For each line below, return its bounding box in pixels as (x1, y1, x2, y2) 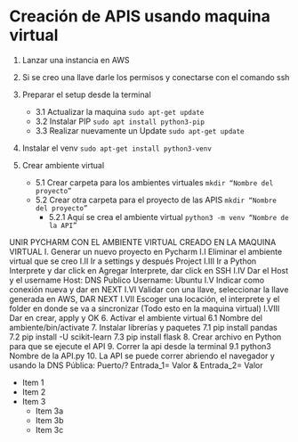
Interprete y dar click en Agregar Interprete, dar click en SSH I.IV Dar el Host (9, 265, 289, 275)
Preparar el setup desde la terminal (21, 89, 151, 100)
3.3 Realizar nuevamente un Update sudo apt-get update (35, 125, 245, 135)
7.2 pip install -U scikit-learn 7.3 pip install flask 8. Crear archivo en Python (9, 331, 282, 342)
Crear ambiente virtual (21, 160, 105, 170)
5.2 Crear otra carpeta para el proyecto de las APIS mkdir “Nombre (35, 194, 278, 205)
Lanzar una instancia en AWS (21, 54, 131, 65)
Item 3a (35, 405, 64, 416)
